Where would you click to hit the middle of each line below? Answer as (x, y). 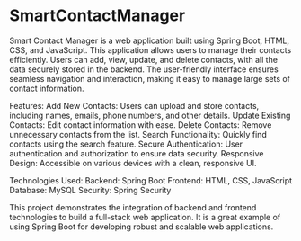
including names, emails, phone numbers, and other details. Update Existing (150, 115)
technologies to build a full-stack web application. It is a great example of (145, 217)
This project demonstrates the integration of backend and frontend (133, 207)
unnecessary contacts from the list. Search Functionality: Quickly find (138, 134)
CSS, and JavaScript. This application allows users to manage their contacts (150, 49)
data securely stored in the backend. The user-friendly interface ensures (144, 69)
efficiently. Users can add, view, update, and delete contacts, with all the (144, 59)
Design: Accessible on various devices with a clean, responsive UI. (133, 163)
